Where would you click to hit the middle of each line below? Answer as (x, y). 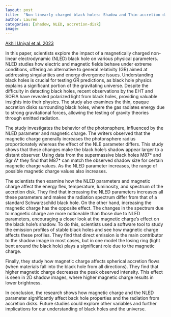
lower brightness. (24, 283)
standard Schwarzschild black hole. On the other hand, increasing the (78, 203)
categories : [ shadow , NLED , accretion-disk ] (53, 24)
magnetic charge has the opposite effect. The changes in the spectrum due (84, 208)
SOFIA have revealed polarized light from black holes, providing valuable (81, 97)
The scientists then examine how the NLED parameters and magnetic (78, 181)
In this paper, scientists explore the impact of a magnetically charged (78, 53)
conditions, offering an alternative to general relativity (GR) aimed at (76, 70)
